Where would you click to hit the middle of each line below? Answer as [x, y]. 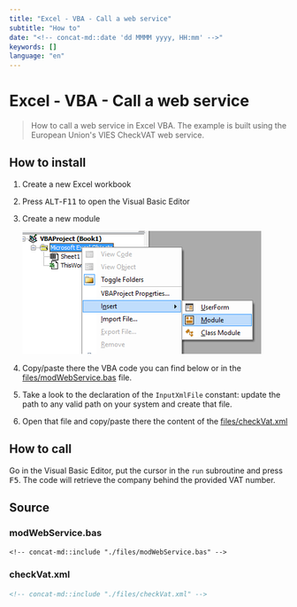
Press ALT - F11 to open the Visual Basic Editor [106, 201]
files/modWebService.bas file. [77, 377]
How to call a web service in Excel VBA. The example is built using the [159, 126]
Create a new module [61, 218]
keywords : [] [33, 47]
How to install [48, 163]
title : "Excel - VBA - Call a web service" [91, 19]
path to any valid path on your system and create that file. [127, 404]
